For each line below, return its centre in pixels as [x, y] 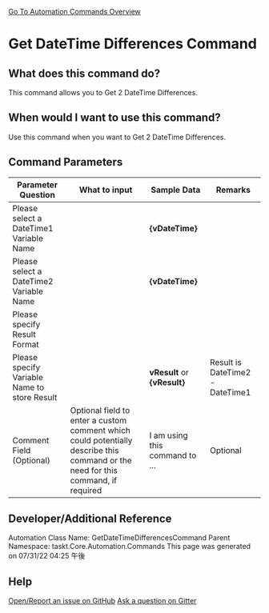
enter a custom [98, 420]
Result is [225, 362]
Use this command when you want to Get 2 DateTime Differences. [117, 137]
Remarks [233, 190]
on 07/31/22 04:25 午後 [47, 556]
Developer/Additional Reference [90, 519]
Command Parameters [66, 162]
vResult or [169, 372]
